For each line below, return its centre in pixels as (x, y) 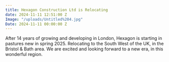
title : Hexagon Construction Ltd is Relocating (57, 10)
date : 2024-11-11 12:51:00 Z (36, 15)
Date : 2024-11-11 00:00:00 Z (36, 24)
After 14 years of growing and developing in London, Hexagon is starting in (84, 38)
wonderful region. (24, 54)
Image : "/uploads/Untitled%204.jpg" (44, 19)
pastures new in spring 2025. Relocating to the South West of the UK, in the (84, 44)
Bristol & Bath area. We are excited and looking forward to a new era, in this (84, 49)
